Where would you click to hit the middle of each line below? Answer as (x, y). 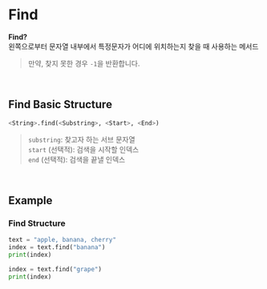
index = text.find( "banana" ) (57, 247)
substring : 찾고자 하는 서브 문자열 (81, 139)
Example (30, 201)
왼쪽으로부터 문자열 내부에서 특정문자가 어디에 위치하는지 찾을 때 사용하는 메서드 (133, 46)
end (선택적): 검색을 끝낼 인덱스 (77, 159)
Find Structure (37, 223)
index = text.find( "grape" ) (55, 269)
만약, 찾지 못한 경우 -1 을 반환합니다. (84, 63)
